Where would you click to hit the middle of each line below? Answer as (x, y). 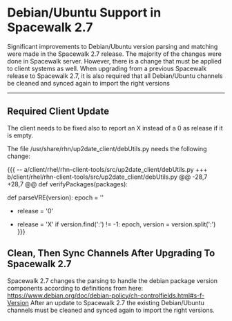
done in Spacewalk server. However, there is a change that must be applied (115, 61)
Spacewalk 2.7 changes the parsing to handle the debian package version (113, 280)
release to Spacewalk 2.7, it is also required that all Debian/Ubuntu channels (115, 76)
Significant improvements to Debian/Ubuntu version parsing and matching (113, 46)
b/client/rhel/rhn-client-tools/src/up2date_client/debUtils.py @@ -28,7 (107, 177)
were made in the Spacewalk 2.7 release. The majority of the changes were (115, 54)
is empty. (20, 135)
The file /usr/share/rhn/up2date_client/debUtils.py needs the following (107, 148)
